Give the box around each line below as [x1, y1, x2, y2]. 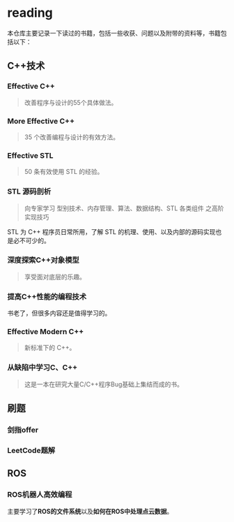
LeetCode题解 [7, 445, 56, 455]
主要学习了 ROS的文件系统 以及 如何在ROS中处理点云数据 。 [7, 507, 173, 515]
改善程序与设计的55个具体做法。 [24, 98, 118, 106]
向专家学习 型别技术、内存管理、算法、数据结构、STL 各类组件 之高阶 [24, 204, 224, 212]
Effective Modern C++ [7, 327, 84, 337]
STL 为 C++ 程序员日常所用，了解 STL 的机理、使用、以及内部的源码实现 [7, 227, 216, 235]
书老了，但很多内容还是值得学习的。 [7, 309, 111, 317]
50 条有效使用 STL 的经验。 [24, 168, 104, 176]
